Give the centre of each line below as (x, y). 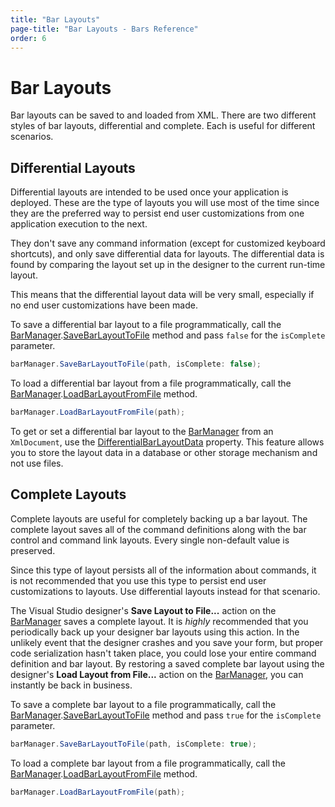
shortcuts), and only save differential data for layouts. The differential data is (167, 254)
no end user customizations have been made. (104, 305)
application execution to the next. (79, 224)
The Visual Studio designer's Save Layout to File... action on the (143, 610)
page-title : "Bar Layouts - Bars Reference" (104, 29)
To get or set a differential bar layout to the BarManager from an (142, 431)
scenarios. (32, 137)
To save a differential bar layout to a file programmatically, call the (146, 325)
